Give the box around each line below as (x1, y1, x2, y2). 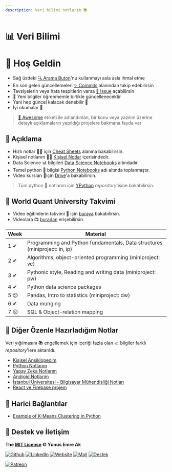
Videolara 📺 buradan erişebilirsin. (12, 217, 84, 223)
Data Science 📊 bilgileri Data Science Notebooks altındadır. (12, 160, 139, 166)
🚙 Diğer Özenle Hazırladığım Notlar (5, 326, 119, 335)
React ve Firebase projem (12, 384, 67, 390)
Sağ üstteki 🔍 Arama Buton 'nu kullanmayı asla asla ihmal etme (12, 75, 145, 81)
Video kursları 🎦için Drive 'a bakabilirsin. (12, 172, 97, 179)
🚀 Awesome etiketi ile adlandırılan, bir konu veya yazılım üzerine (17, 114, 153, 121)
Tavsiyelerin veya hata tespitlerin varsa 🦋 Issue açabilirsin (12, 88, 135, 94)
